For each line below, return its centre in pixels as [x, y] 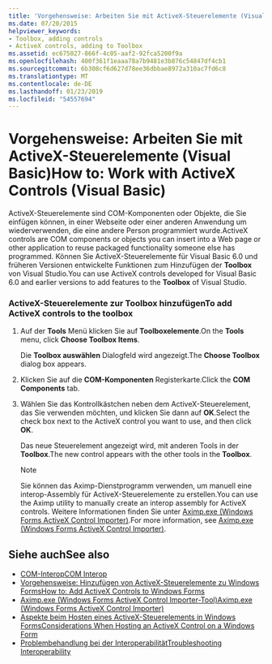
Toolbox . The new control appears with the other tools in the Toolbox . [136, 455]
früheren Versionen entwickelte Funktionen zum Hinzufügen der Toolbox [130, 265]
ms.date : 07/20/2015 [43, 24]
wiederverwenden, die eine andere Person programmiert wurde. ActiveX [128, 231]
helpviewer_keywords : [45, 31]
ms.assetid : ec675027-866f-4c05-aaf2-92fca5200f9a [96, 54]
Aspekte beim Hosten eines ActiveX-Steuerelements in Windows [128, 617]
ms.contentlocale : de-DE [50, 84]
